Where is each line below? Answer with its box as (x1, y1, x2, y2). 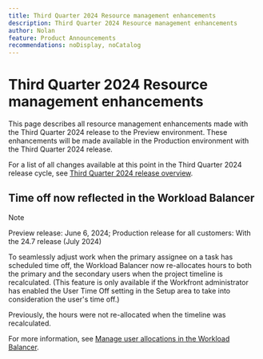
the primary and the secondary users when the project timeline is (8, 269, 224, 278)
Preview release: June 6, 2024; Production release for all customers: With (8, 228, 252, 238)
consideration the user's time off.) (8, 294, 120, 304)
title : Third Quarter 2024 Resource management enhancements (8, 11, 217, 20)
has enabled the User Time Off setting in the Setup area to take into (8, 286, 231, 295)
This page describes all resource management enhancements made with (8, 119, 249, 128)
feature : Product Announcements (8, 34, 116, 42)
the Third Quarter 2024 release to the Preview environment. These (8, 128, 228, 137)
